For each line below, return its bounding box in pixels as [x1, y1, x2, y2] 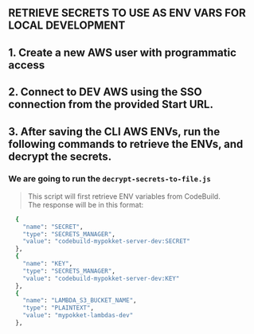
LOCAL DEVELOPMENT [8, 19, 126, 33]
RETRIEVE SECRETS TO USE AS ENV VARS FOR [8, 6, 246, 20]
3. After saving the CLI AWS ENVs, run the [8, 125, 221, 138]
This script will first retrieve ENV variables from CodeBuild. [27, 191, 221, 201]
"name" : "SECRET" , [22, 223, 84, 231]
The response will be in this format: [27, 200, 144, 209]
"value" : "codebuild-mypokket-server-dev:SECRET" [22, 238, 191, 246]
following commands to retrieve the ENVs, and [8, 137, 244, 150]
